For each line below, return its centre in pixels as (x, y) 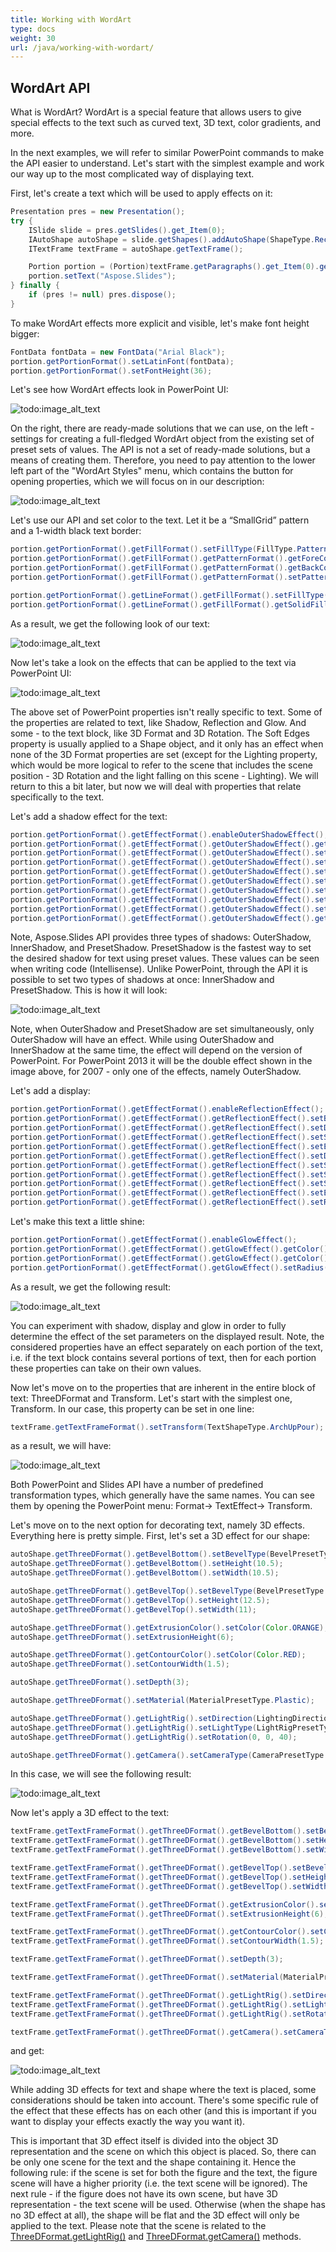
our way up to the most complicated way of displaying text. (132, 174)
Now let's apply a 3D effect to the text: (90, 1813)
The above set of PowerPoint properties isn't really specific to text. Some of (166, 712)
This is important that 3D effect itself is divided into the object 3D (144, 2141)
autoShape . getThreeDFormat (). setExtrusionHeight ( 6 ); (122, 1637)
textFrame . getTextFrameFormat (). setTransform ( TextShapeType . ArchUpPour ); (167, 1427)
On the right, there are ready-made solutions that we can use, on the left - (162, 428)
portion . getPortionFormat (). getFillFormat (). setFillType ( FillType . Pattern (169, 549)
